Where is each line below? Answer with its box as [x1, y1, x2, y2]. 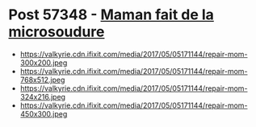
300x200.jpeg [19, 58, 68, 68]
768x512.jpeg [19, 75, 65, 84]
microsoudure [8, 23, 105, 41]
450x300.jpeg [19, 109, 68, 118]
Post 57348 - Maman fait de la [8, 6, 214, 24]
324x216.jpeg [19, 92, 66, 101]
